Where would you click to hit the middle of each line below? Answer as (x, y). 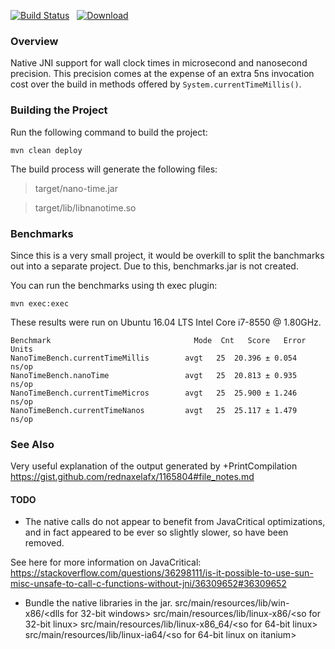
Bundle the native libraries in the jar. (98, 603)
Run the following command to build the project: (109, 132)
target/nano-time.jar (76, 188)
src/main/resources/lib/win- (232, 603)
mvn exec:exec (40, 303)
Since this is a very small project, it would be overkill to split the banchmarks (167, 255)
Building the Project (59, 110)
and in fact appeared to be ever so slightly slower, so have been (156, 532)
